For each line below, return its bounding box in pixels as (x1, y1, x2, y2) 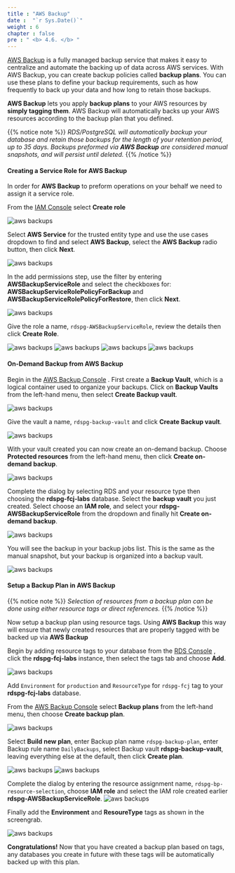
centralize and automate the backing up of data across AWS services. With (7, 63, 224, 72)
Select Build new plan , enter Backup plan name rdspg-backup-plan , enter (7, 737, 219, 746)
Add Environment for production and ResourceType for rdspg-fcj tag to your (7, 681, 223, 689)
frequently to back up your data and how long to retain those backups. (7, 86, 212, 94)
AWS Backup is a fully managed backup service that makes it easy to (7, 56, 207, 64)
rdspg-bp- (194, 780, 223, 788)
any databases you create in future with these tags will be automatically (7, 850, 215, 858)
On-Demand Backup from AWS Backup (7, 359, 124, 368)
